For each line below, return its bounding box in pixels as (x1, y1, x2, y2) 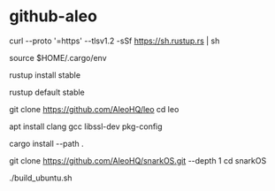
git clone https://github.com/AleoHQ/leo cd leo (9, 103, 180, 114)
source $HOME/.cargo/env (9, 52, 108, 63)
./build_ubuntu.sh (9, 172, 73, 183)
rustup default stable (9, 87, 86, 97)
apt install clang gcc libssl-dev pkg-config (9, 121, 163, 132)
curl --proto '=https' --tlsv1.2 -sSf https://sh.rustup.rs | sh (9, 35, 220, 46)
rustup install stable (9, 69, 81, 80)
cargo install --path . (9, 138, 84, 149)
